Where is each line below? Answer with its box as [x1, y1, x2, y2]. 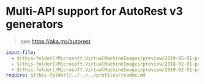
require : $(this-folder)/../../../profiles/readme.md [6, 72, 146, 78]
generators [6, 17, 64, 31]
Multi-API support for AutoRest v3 [6, 4, 183, 18]
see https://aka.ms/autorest [20, 37, 91, 45]
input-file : [6, 49, 36, 56]
